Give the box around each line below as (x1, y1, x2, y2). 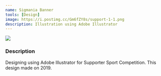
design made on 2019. (5, 64, 52, 71)
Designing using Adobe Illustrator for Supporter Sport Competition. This (5, 59, 156, 65)
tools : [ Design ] (5, 12, 40, 17)
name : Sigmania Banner (5, 7, 54, 13)
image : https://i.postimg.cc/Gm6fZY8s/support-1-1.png (5, 17, 125, 22)
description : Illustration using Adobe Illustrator (5, 21, 118, 27)
